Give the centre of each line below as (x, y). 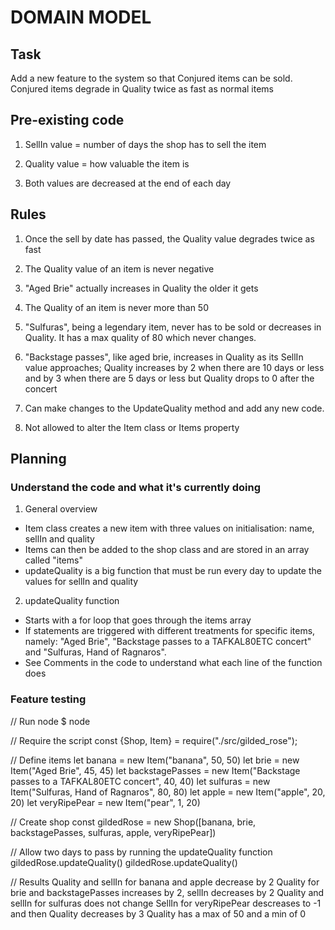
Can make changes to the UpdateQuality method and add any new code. (174, 408)
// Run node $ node (50, 721)
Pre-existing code (67, 120)
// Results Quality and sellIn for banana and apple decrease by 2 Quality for (165, 882)
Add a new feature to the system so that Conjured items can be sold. (151, 78)
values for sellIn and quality (81, 582)
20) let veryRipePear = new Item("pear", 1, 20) (105, 802)
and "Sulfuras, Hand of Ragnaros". (95, 652)
